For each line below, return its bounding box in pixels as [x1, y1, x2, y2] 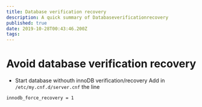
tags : [6, 31, 20, 37]
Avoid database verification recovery [6, 57, 197, 71]
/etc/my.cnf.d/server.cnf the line [14, 84, 100, 91]
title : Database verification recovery [6, 8, 107, 15]
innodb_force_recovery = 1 [6, 95, 74, 101]
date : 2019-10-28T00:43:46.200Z [6, 25, 87, 32]
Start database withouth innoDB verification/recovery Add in [14, 77, 165, 84]
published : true [6, 20, 47, 26]
